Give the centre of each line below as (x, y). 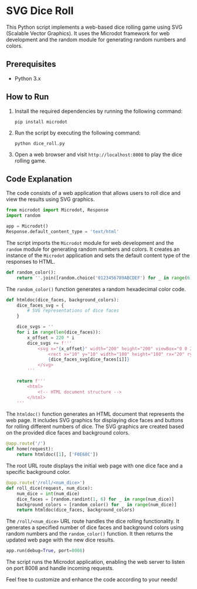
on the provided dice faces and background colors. (68, 433)
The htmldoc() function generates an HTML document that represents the (95, 414)
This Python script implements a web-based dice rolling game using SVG (94, 27)
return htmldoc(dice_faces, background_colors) (76, 510)
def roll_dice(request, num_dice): (50, 488)
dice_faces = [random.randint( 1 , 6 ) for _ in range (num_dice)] (96, 499)
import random (23, 216)
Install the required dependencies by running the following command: (98, 111)
